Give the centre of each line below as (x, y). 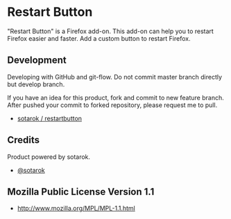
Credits (24, 140)
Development (37, 60)
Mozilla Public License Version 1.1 (81, 192)
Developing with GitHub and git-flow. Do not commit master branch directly (115, 77)
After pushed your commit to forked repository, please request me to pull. (112, 105)
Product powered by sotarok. (49, 157)
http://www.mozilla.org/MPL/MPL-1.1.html (76, 209)
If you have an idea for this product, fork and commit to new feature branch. (115, 97)
